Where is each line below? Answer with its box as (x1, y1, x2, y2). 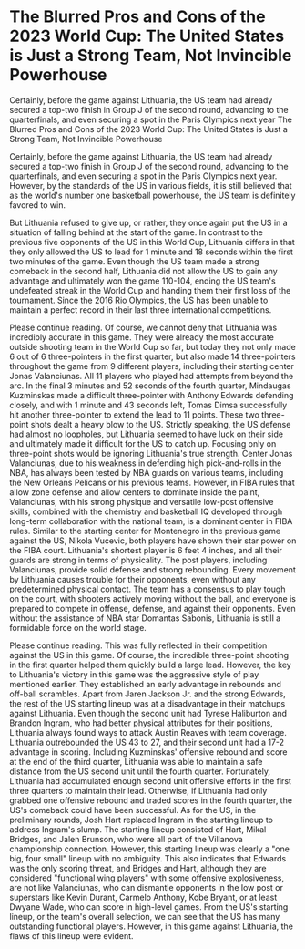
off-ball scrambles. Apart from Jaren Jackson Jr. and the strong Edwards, (9, 688, 287, 699)
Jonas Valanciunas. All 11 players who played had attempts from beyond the (9, 370, 294, 381)
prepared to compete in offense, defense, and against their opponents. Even (9, 603, 296, 614)
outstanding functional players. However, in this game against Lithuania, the (9, 921, 294, 932)
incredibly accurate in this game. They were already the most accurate (9, 331, 275, 343)
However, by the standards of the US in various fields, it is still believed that (9, 180, 292, 191)
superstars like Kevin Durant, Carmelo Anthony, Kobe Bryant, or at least (9, 892, 278, 903)
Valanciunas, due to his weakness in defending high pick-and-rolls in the (9, 458, 282, 469)
